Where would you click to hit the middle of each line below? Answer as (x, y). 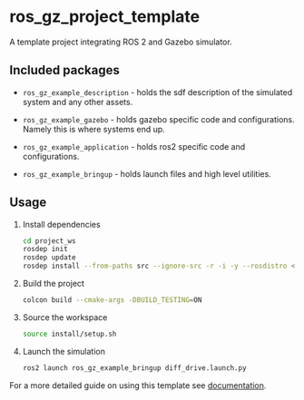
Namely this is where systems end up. (93, 129)
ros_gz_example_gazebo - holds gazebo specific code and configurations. (158, 119)
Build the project (53, 284)
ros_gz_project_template (105, 17)
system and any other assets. (78, 102)
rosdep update (49, 258)
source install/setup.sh (69, 334)
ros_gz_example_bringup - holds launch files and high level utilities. (147, 173)
